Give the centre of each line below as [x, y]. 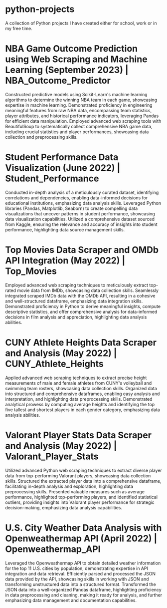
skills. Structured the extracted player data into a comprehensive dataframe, [83, 481]
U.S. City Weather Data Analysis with [83, 528]
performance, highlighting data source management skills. [65, 229]
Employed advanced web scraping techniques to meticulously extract [77, 285]
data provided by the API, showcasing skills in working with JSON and [77, 579]
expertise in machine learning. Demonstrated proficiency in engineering [79, 105]
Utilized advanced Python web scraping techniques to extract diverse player [83, 470]
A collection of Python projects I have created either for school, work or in [81, 23]
